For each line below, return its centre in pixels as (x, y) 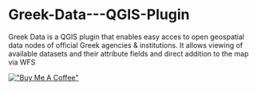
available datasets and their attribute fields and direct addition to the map (128, 53)
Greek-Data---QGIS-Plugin (99, 15)
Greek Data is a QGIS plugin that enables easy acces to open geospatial (127, 37)
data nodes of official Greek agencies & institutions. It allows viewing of (126, 45)
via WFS (22, 62)
